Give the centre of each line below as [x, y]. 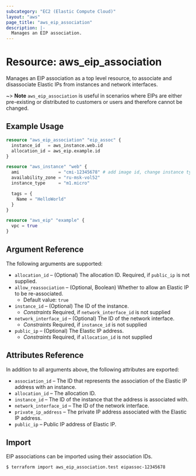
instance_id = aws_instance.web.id [57, 145]
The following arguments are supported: [55, 263]
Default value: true [46, 300]
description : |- [26, 28]
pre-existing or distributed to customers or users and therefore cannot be [94, 102]
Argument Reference [45, 250]
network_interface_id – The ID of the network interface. [82, 405]
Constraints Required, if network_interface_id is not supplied [97, 312]
